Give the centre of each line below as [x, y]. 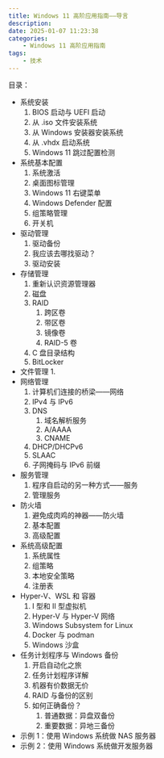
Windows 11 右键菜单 [66, 193]
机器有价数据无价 [60, 685]
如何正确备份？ [57, 705]
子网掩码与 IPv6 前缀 [66, 464]
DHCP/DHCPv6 [57, 446]
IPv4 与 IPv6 [53, 401]
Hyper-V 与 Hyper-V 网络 [73, 616]
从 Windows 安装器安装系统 [78, 132]
